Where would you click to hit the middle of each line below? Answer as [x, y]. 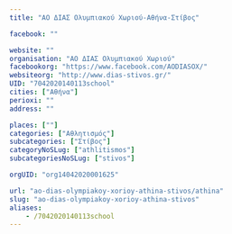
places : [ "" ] [34, 125]
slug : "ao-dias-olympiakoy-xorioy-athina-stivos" [105, 199]
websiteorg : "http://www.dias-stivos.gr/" [90, 76]
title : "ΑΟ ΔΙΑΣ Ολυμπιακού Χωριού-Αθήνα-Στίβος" [105, 18]
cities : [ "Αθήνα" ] [44, 92]
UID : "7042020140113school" [62, 84]
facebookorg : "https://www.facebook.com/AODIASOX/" [108, 67]
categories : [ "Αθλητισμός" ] [62, 133]
